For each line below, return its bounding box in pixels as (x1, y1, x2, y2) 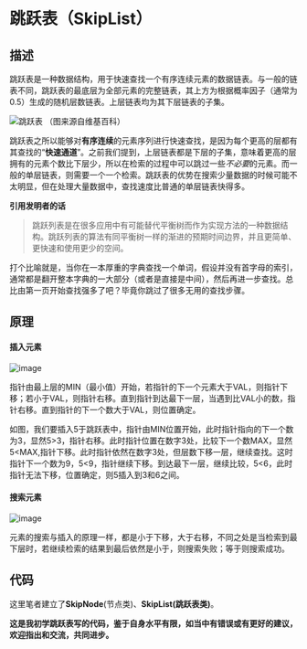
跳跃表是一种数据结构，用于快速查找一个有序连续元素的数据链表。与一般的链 (9, 74, 298, 84)
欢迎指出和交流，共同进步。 (9, 629, 114, 640)
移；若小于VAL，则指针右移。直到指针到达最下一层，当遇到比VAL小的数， (9, 392, 288, 403)
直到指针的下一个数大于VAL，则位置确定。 (40, 404, 201, 415)
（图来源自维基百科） (44, 116, 125, 126)
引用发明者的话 (9, 200, 66, 211)
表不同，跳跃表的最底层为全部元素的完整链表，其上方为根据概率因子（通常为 (9, 85, 298, 96)
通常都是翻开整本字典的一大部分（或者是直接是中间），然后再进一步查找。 (9, 273, 286, 284)
